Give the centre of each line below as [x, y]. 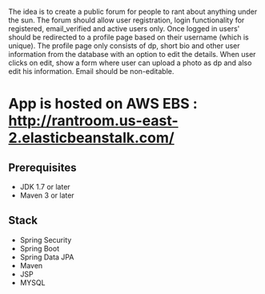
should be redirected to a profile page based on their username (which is [129, 37]
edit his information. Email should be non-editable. [91, 71]
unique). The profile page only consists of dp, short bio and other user [124, 46]
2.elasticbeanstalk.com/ [91, 138]
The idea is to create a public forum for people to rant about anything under [133, 12]
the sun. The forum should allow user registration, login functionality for [126, 20]
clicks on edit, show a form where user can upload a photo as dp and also [130, 63]
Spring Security [46, 239]
